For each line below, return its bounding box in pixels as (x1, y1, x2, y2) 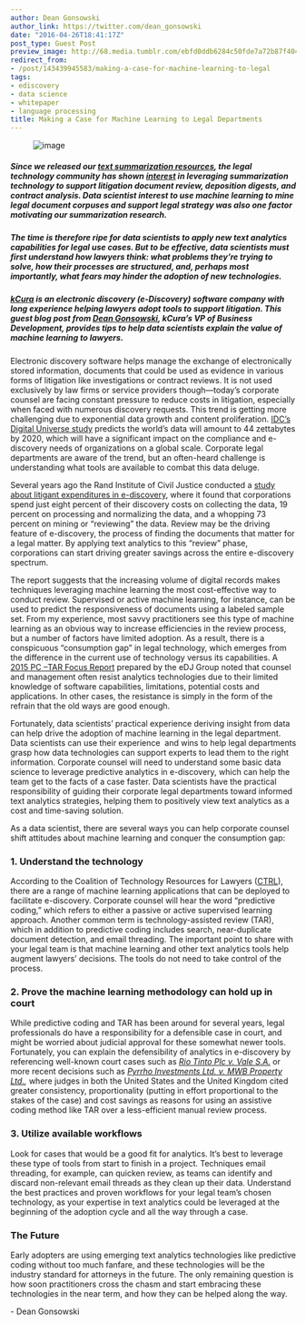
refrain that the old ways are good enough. (10, 700, 171, 711)
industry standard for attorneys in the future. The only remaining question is (10, 1269, 294, 1280)
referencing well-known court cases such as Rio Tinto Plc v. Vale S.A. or (10, 1056, 281, 1067)
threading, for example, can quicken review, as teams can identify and (10, 1167, 273, 1178)
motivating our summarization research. (10, 209, 167, 219)
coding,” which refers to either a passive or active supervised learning (10, 905, 273, 916)
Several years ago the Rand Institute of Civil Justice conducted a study (10, 479, 276, 490)
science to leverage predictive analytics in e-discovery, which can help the (10, 766, 291, 777)
